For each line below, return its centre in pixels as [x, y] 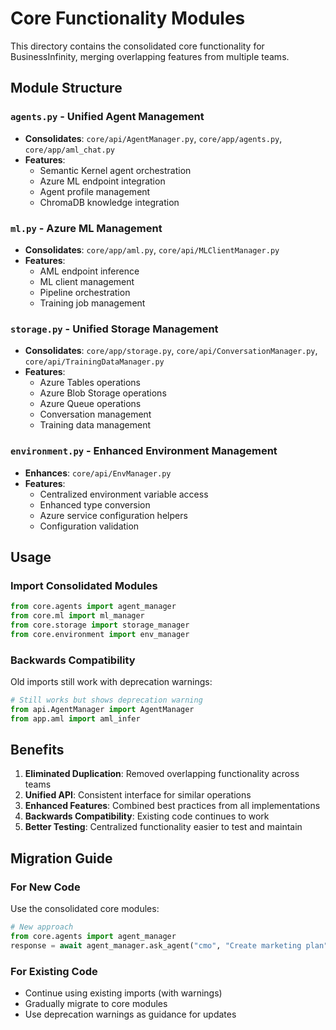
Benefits [37, 750]
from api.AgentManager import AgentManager [102, 709]
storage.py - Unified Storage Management [114, 329]
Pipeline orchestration [85, 292]
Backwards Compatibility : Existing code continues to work [147, 816]
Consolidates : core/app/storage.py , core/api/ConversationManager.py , [171, 351]
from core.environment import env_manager [100, 634]
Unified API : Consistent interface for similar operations [138, 795]
